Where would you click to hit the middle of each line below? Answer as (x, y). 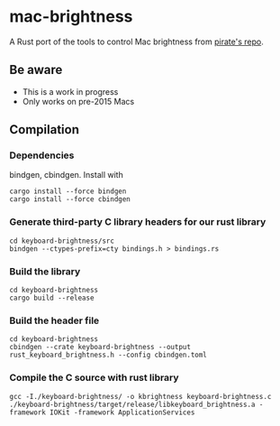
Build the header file (54, 320)
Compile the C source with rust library (94, 378)
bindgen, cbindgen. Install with (66, 175)
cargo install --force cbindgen (70, 199)
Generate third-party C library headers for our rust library (138, 222)
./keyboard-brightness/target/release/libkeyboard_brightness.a (132, 404)
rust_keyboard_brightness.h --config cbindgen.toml (108, 355)
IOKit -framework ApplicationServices (122, 412)
